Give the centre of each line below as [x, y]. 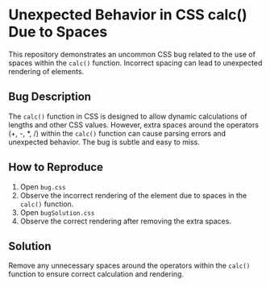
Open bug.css [43, 186]
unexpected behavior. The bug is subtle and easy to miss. [104, 142]
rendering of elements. [46, 71]
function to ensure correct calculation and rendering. [96, 274]
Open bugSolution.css [57, 212]
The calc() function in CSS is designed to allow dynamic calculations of [128, 116]
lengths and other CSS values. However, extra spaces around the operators [134, 125]
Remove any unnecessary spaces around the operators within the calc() [129, 266]
